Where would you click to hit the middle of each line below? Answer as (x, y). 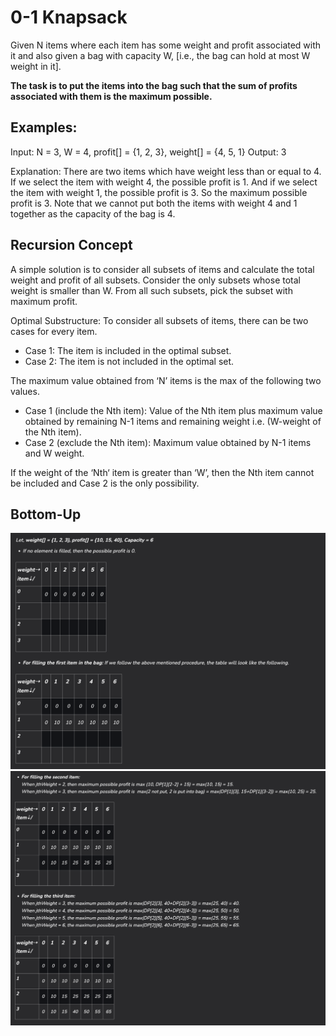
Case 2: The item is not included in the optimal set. (129, 361)
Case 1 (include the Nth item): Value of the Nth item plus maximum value (173, 410)
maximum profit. (44, 301)
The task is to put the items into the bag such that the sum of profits (154, 85)
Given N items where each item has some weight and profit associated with (166, 45)
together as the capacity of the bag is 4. (93, 213)
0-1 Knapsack (69, 17)
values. (25, 391)
